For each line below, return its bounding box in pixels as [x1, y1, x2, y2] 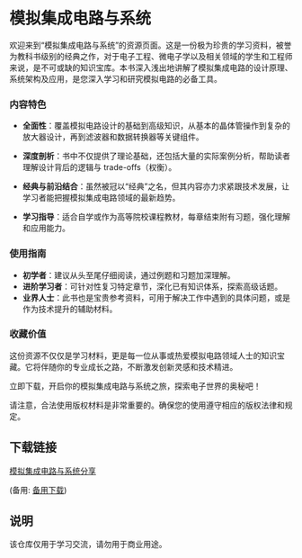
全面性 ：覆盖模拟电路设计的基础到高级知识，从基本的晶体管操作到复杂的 [22, 121, 290, 131]
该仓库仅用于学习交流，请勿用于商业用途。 [9, 539, 167, 550]
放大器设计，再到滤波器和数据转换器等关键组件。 [22, 131, 204, 142]
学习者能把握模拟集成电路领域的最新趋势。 [22, 193, 181, 203]
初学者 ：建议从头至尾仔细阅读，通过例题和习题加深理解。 [22, 269, 235, 280]
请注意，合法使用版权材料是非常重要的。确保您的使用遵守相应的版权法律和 [9, 400, 285, 410]
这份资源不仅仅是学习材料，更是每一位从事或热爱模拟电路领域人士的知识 [9, 350, 277, 361]
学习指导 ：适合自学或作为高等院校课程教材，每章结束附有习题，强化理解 [22, 211, 290, 222]
